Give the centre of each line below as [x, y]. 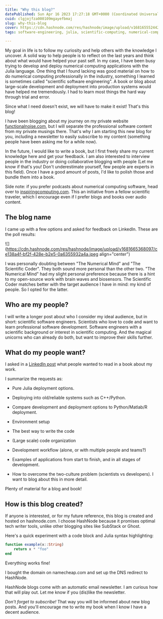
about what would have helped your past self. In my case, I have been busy [80, 61]
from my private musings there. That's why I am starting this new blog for [78, 131]
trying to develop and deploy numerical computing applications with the [77, 66]
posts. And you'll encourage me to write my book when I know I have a [76, 607]
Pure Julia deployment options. [43, 388]
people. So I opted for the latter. [37, 289]
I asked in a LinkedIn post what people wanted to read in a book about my [79, 364]
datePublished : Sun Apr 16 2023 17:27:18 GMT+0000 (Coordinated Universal [82, 14]
